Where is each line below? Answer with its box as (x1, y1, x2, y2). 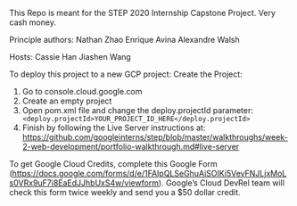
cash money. (9, 17, 56, 28)
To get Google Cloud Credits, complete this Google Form (9, 159, 218, 169)
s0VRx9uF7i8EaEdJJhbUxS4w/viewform (9, 177, 159, 188)
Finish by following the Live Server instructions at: (21, 122, 206, 133)
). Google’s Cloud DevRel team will (158, 177, 285, 188)
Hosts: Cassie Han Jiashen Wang (9, 52, 131, 62)
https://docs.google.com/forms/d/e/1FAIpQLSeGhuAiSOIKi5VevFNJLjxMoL (12, 169, 287, 178)
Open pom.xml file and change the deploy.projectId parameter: (21, 105, 254, 115)
